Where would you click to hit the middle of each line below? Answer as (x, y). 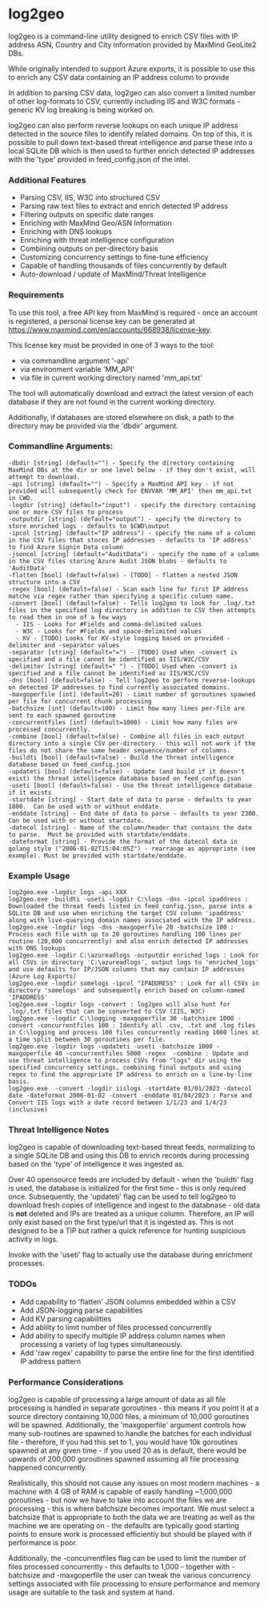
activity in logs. (33, 1240)
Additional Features (47, 179)
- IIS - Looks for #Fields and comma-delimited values (109, 624)
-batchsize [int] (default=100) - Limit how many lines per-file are (127, 708)
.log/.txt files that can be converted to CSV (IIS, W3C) (107, 1012)
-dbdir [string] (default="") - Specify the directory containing (121, 463)
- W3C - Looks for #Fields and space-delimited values (109, 631)
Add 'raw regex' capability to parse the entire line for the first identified (137, 1353)
